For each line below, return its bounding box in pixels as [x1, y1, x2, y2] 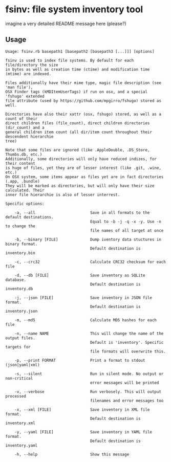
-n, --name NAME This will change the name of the [14, 331, 164, 336]
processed [5, 393, 27, 399]
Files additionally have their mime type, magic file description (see [5, 80, 161, 85]
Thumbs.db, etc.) [5, 152, 42, 157]
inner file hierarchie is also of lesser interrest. [5, 192, 120, 197]
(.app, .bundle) [5, 179, 40, 184]
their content [5, 161, 36, 166]
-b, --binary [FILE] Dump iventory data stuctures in [14, 237, 161, 242]
